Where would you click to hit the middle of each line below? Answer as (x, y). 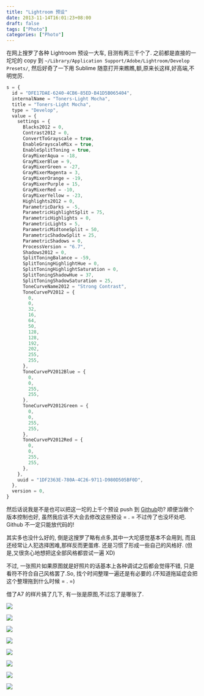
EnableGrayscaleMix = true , (58, 144)
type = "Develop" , (35, 110)
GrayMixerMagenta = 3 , (51, 173)
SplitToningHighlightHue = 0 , (61, 264)
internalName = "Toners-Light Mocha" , (61, 98)
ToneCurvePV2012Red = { (53, 440)
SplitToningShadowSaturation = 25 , (68, 281)
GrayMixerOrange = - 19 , (53, 179)
